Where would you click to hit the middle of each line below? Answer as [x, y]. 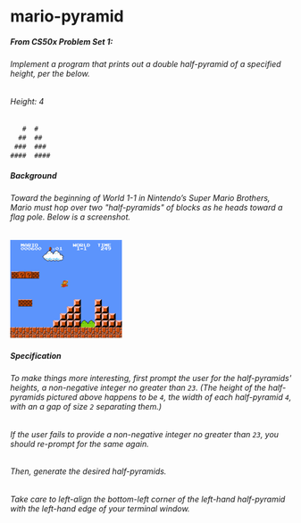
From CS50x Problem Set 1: [62, 41]
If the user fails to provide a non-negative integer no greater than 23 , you [145, 434]
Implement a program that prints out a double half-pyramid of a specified [146, 64]
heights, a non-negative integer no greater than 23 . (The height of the [138, 387]
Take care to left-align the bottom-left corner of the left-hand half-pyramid [148, 499]
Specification [36, 355]
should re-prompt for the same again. [80, 444]
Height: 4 [27, 101]
